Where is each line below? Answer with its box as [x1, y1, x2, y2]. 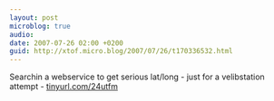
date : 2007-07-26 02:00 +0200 [9, 38, 124, 48]
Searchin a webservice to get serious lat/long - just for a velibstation [9, 71, 265, 82]
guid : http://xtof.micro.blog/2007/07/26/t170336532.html [9, 47, 233, 56]
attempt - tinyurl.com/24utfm [9, 81, 118, 92]
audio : [9, 30, 34, 39]
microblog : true [9, 22, 71, 31]
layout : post [9, 13, 59, 23]
